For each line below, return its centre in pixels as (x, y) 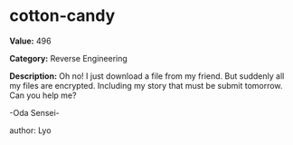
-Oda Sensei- (35, 112)
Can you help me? (43, 95)
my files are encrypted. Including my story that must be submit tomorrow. (146, 85)
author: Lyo (30, 130)
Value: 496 (30, 41)
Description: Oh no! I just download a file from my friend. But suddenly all (147, 76)
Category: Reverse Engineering (69, 58)
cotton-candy (62, 16)
